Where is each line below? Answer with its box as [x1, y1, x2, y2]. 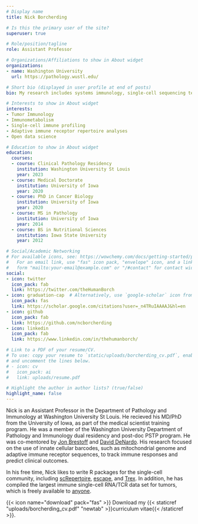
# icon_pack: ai [6, 369, 51, 375]
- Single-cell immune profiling [6, 122, 85, 128]
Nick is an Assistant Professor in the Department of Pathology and [6, 407, 167, 414]
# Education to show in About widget [6, 144, 99, 150]
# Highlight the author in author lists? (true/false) [6, 385, 144, 391]
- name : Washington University [6, 68, 83, 74]
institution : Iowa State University [16, 232, 107, 238]
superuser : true [6, 30, 46, 36]
